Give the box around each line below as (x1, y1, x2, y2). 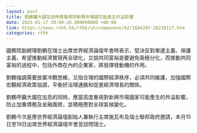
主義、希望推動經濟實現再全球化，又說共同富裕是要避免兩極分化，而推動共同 (6, 54, 191, 61)
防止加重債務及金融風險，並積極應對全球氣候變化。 (6, 101, 130, 108)
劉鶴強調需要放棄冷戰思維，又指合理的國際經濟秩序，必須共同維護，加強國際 (6, 74, 191, 81)
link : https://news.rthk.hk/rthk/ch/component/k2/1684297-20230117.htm (6, 24, 185, 31)
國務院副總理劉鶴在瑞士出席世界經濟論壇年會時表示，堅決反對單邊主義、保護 (6, 47, 191, 54)
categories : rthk (6, 30, 49, 36)
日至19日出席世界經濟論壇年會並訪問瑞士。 (6, 121, 110, 128)
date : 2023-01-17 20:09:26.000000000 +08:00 (6, 19, 117, 25)
